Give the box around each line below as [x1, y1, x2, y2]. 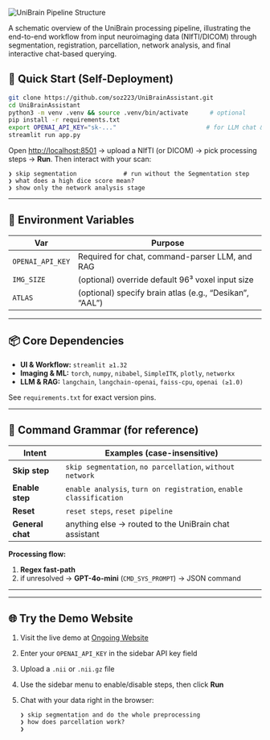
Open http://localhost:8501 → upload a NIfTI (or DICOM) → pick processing [8, 146, 257, 156]
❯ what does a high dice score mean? [8, 177, 135, 185]
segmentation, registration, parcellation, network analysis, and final [8, 40, 231, 50]
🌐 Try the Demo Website [8, 611, 134, 625]
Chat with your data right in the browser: [19, 696, 154, 705]
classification [65, 493, 124, 502]
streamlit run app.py [8, 131, 81, 139]
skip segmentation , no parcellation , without [65, 460, 235, 472]
